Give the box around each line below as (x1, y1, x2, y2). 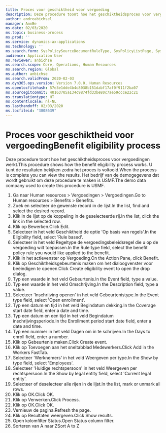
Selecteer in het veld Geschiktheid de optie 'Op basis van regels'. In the (12, 229, 157, 235)
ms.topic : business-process (5, 30, 64, 35)
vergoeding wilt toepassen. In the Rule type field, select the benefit (12, 244, 148, 250)
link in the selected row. (12, 218, 61, 224)
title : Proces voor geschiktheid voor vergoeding (5, 7, 110, 12)
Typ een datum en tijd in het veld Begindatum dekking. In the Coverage (12, 302, 156, 308)
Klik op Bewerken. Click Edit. (12, 223, 70, 230)
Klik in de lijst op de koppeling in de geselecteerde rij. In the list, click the (12, 213, 160, 219)
